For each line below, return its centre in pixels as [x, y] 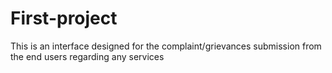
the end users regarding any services [87, 56]
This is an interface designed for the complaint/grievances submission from [166, 46]
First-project [64, 18]
